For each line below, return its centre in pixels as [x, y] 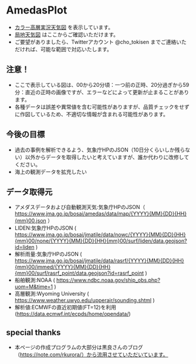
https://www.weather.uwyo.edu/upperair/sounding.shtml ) [85, 301]
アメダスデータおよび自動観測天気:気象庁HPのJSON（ [80, 207]
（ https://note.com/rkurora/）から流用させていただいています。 [91, 355]
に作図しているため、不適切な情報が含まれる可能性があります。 [91, 114]
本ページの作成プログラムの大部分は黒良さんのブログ [79, 348]
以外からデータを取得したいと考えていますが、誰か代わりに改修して [107, 157]
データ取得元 [29, 192]
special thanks [33, 332]
